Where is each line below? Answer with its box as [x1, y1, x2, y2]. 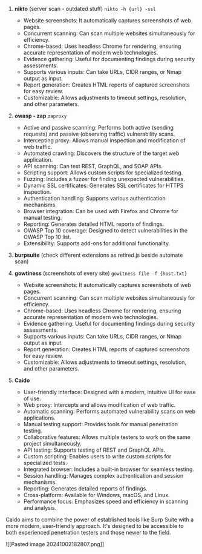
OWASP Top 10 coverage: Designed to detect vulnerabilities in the [23, 227, 188, 234]
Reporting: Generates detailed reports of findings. [23, 485, 148, 492]
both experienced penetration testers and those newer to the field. [5, 529, 172, 536]
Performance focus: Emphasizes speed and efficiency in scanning [23, 498, 189, 505]
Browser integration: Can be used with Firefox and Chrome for [23, 208, 179, 214]
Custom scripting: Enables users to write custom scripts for [23, 453, 172, 460]
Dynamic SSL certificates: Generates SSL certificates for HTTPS [23, 182, 184, 189]
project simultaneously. [23, 440, 82, 447]
